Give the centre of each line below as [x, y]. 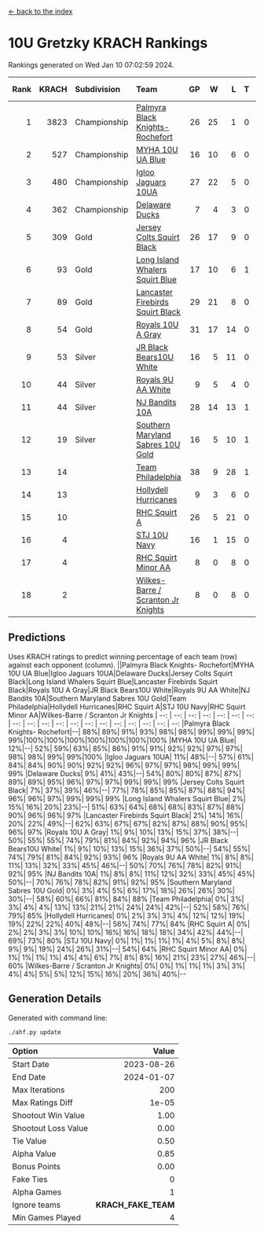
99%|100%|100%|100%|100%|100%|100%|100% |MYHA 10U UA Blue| [123, 740]
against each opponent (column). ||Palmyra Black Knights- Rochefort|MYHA [131, 664]
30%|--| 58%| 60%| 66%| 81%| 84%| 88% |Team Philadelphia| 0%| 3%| [126, 899]
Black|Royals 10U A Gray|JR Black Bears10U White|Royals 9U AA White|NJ [129, 690]
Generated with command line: [58, 1018]
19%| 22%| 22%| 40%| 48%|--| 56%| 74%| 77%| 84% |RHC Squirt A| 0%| [129, 924]
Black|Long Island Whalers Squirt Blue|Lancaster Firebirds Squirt [113, 681]
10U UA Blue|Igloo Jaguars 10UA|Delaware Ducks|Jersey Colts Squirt [121, 673]
